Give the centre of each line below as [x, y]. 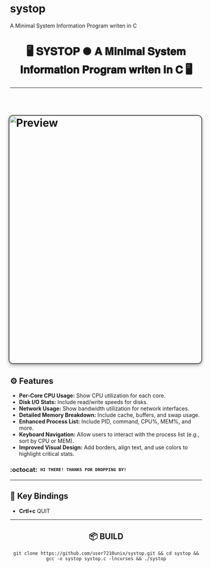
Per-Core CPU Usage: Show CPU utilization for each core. [92, 396]
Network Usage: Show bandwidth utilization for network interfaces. [104, 409]
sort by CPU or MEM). [46, 441]
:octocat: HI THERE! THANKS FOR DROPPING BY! [68, 470]
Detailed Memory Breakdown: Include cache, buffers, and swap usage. [109, 415]
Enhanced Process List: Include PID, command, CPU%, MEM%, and [105, 422]
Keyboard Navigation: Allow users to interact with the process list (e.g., [109, 435]
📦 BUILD [106, 536]
